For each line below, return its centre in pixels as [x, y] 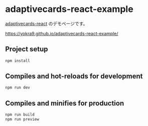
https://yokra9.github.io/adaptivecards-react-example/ [62, 33]
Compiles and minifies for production [65, 103]
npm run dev [18, 88]
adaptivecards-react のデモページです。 [46, 23]
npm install [18, 61]
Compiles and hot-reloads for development [74, 76]
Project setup [27, 49]
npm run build [20, 115]
